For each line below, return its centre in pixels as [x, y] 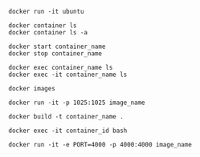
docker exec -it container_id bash [68, 131]
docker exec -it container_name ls [68, 74]
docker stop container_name [55, 54]
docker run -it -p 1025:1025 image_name [77, 103]
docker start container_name [57, 46]
